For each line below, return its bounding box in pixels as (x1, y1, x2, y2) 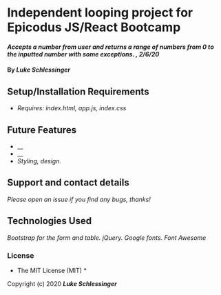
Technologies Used (7, 215, 92, 227)
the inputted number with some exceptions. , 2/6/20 (7, 50, 160, 58)
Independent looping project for (7, 5, 193, 21)
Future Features (7, 124, 77, 136)
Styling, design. (17, 157, 62, 165)
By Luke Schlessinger (7, 65, 71, 74)
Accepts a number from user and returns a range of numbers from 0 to (7, 43, 215, 51)
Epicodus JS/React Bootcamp (7, 19, 181, 35)
